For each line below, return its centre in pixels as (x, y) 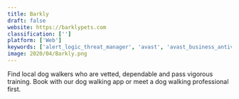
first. (14, 89)
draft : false (27, 21)
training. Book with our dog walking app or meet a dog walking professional (118, 81)
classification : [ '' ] (39, 34)
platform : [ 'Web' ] (34, 41)
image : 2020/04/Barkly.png (47, 54)
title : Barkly (28, 14)
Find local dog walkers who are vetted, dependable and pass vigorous (110, 74)
